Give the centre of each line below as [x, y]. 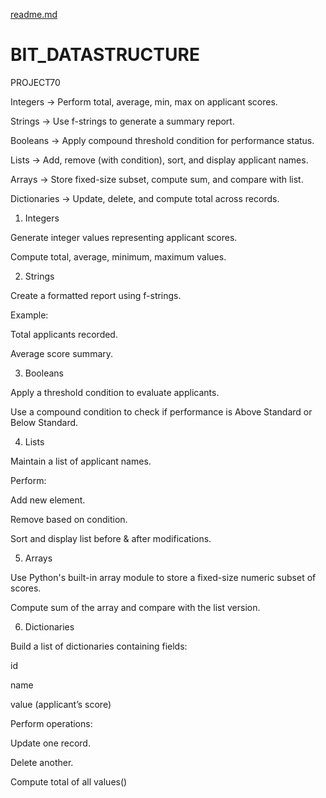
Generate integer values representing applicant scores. [124, 237]
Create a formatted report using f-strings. [96, 295]
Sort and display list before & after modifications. [111, 538]
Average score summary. [62, 353]
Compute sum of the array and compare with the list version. [135, 607]
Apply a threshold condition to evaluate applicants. [115, 392]
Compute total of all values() [69, 781]
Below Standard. [44, 422]
